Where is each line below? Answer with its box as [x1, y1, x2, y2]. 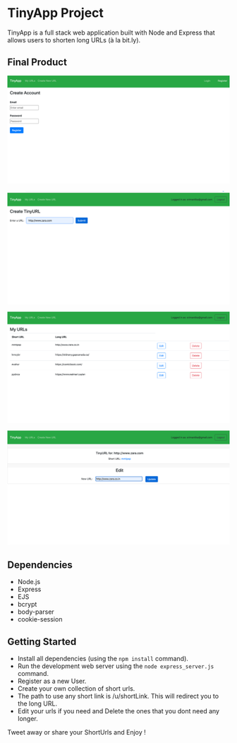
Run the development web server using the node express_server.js [17, 662, 214, 670]
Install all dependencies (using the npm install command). [17, 655, 189, 663]
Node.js [17, 578, 41, 586]
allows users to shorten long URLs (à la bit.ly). [7, 35, 141, 44]
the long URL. [17, 699, 58, 708]
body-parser [17, 607, 54, 616]
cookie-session [17, 615, 63, 624]
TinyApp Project [7, 5, 104, 21]
